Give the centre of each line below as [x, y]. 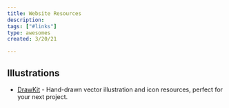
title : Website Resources [44, 13]
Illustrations [33, 73]
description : [26, 20]
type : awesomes [29, 33]
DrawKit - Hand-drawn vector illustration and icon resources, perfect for [120, 89]
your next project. [42, 96]
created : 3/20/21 [32, 39]
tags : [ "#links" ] [32, 26]
